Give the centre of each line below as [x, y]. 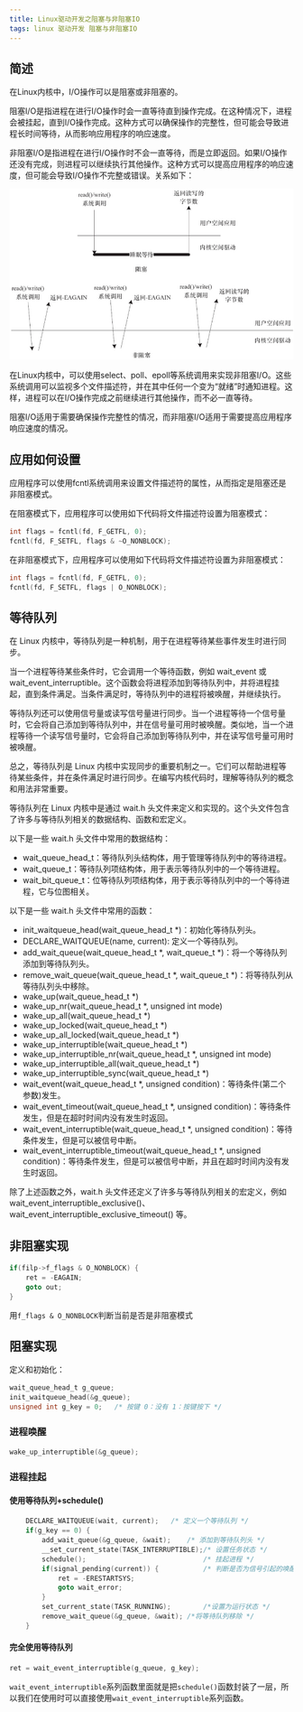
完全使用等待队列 [41, 1647]
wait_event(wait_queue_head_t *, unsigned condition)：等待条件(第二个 [154, 1084]
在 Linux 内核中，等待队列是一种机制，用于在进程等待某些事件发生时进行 [144, 641]
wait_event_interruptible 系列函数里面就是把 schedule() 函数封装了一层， [145, 1686]
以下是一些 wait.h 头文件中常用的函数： [82, 911]
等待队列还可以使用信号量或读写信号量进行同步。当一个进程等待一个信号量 [147, 713]
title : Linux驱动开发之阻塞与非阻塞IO [75, 19]
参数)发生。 [44, 1095]
